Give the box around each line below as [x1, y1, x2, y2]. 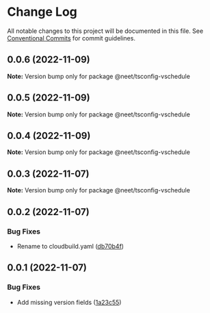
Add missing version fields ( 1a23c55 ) [16, 298, 122, 306]
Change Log [7, 4, 77, 20]
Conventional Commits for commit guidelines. [7, 34, 135, 42]
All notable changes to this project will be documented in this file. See [7, 27, 204, 35]
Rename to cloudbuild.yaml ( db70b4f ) [16, 242, 124, 250]
